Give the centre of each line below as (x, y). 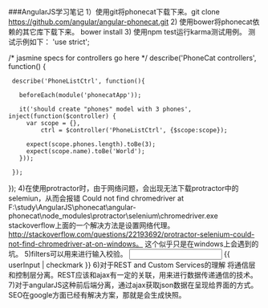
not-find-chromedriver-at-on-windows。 (76, 244)
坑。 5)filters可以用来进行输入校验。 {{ (119, 254)
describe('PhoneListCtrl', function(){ (79, 81)
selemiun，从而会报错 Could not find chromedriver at (96, 198)
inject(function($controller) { (62, 116)
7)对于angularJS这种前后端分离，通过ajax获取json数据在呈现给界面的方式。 (133, 285)
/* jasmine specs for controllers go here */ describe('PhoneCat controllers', (132, 58)
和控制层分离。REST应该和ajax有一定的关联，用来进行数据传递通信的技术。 (133, 275)
